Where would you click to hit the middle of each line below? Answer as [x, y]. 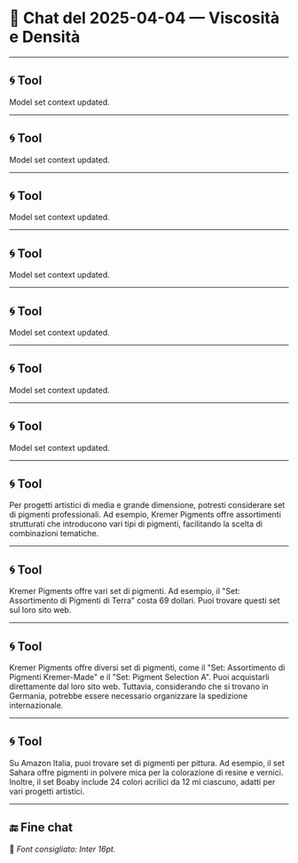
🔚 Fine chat [41, 828]
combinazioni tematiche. [54, 534]
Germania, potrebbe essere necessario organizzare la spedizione [129, 696]
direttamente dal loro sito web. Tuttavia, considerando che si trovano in [139, 686]
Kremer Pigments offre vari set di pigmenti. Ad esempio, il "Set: [125, 591]
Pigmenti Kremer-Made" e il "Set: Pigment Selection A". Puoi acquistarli [139, 677]
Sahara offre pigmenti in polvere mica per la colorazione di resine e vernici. [146, 772]
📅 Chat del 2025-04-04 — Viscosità [145, 18]
